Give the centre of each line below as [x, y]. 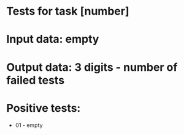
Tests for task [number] [68, 11]
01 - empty [29, 125]
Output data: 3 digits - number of [92, 67]
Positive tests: [44, 108]
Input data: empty [53, 39]
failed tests [36, 80]
